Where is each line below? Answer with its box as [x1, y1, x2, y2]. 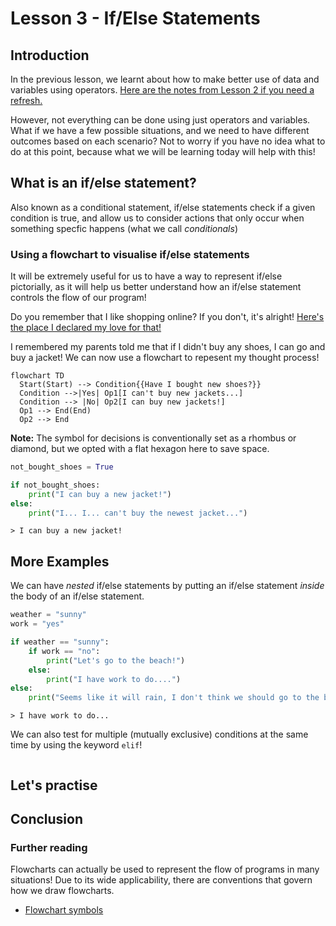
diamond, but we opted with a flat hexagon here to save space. [10, 443, 270, 455]
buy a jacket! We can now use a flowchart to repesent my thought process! [10, 352, 320, 364]
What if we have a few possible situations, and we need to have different [10, 125, 310, 136]
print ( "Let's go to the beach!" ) [46, 655, 186, 666]
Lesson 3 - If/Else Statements [10, 7, 261, 30]
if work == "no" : [28, 646, 101, 656]
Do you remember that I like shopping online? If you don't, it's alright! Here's [10, 311, 325, 323]
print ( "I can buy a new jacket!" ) [28, 489, 172, 499]
